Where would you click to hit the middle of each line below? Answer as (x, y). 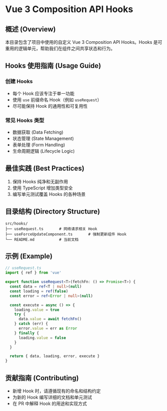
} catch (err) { (31, 324)
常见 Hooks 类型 (25, 120)
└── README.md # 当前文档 (42, 239)
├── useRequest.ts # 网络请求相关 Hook (51, 229)
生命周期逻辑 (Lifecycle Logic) (44, 151)
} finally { (27, 333)
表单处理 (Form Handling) (39, 145)
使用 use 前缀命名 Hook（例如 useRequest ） (57, 100)
